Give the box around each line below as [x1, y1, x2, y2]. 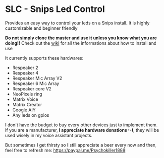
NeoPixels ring [12, 91, 43, 97]
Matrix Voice [12, 96, 39, 102]
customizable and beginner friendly [5, 25, 78, 31]
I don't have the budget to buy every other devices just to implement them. [5, 122, 158, 128]
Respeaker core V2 [12, 85, 52, 91]
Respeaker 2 [12, 65, 39, 71]
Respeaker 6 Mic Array [12, 80, 59, 86]
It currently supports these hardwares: [5, 55, 84, 61]
